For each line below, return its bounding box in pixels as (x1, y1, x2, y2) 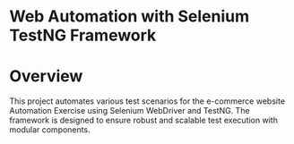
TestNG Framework (9, 25, 157, 46)
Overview (9, 66, 83, 87)
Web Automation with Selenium (9, 6, 250, 27)
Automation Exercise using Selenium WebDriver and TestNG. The (9, 106, 250, 116)
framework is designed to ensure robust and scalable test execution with (9, 114, 278, 126)
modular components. (9, 124, 91, 135)
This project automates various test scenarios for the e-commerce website (9, 96, 285, 106)
